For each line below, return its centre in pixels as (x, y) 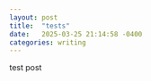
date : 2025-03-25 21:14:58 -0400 (76, 34)
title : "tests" (40, 26)
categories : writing (48, 42)
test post (26, 68)
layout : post (34, 17)
